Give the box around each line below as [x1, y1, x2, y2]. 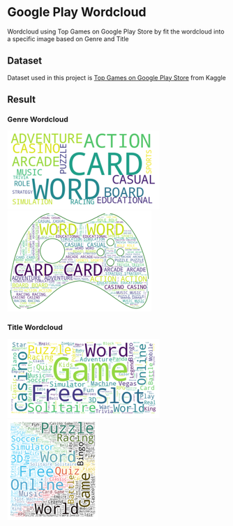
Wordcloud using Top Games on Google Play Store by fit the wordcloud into [7, 27, 225, 36]
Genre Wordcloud [7, 114, 68, 124]
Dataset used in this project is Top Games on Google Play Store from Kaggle [7, 73, 227, 82]
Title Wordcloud [7, 322, 63, 332]
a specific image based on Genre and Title [7, 34, 129, 43]
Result [7, 93, 36, 105]
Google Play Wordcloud [7, 4, 146, 20]
